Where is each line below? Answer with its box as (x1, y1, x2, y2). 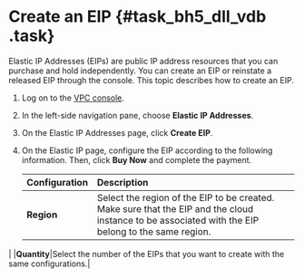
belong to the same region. (96, 225, 211, 237)
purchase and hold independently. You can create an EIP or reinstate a (8, 65, 272, 76)
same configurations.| (8, 258, 91, 269)
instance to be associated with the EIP (96, 214, 260, 226)
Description (96, 176, 149, 188)
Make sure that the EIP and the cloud (96, 202, 254, 215)
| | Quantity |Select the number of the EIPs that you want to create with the (8, 248, 285, 259)
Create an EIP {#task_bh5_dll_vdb (8, 6, 267, 27)
